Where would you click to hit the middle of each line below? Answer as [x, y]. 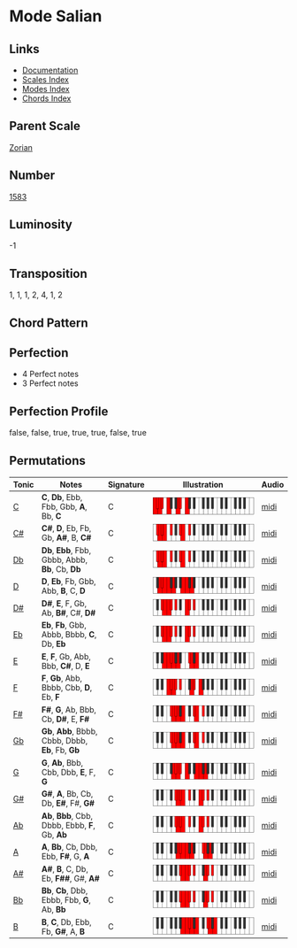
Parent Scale [45, 126]
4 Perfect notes [50, 374]
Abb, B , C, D [63, 591]
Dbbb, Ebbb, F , [68, 825]
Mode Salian [56, 16]
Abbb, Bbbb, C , [69, 635]
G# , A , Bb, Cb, [67, 794]
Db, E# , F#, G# [68, 804]
